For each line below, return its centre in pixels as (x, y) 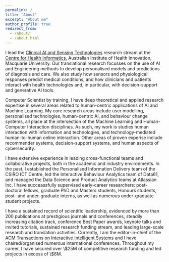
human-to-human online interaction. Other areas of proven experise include (84, 138)
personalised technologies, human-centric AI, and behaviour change (76, 116)
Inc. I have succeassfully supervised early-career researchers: (70, 185)
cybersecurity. (20, 148)
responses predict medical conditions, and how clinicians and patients (78, 79)
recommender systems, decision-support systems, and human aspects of (82, 143)
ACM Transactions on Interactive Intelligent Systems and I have (71, 238)
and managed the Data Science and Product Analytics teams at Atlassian (81, 180)
